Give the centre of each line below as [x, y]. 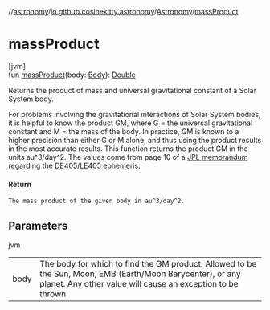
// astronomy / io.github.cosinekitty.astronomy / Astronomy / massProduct [123, 12]
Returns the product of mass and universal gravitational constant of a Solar [133, 90]
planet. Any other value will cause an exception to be [139, 283]
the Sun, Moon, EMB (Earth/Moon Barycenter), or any [140, 274]
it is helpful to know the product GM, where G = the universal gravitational [131, 123]
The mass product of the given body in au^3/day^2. [96, 201]
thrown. [54, 294]
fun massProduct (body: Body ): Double [72, 75]
